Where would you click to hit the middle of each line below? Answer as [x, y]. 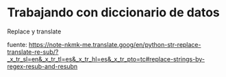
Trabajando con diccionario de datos [114, 13]
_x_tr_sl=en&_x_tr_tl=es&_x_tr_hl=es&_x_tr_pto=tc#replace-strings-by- [106, 59]
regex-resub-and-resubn [42, 66]
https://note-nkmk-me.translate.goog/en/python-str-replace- [115, 44]
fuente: [17, 44]
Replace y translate [34, 31]
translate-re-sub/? [33, 52]
